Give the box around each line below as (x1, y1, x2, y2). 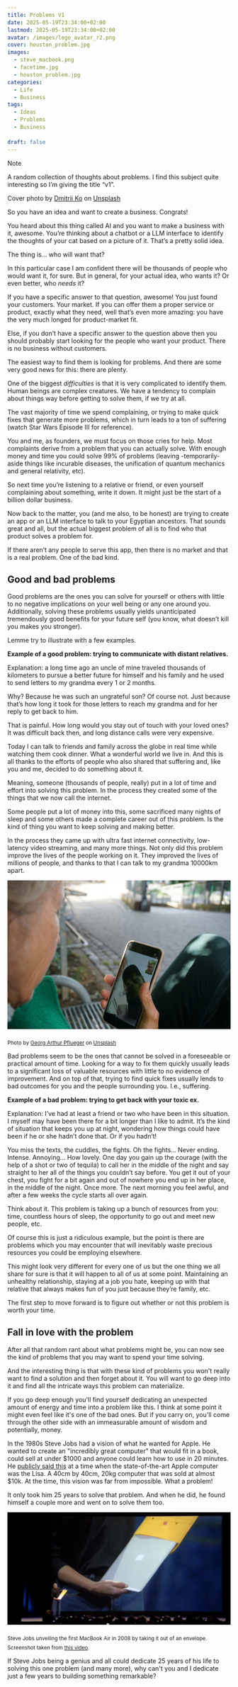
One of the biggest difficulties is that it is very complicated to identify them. (7, 379, 227, 388)
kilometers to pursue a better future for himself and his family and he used (7, 671, 225, 679)
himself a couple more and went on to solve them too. (7, 1498, 164, 1506)
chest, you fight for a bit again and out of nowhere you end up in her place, (7, 1175, 227, 1184)
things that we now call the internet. (7, 794, 112, 802)
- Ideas (13, 108, 37, 116)
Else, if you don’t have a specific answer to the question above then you (7, 329, 217, 337)
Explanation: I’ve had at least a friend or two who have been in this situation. (7, 1109, 230, 1117)
